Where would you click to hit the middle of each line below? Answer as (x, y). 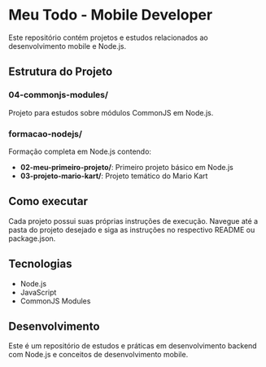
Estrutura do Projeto (61, 72)
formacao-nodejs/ (46, 133)
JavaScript (38, 292)
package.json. (32, 238)
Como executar (48, 201)
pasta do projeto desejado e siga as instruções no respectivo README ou (132, 229)
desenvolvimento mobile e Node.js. (68, 46)
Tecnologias (40, 264)
